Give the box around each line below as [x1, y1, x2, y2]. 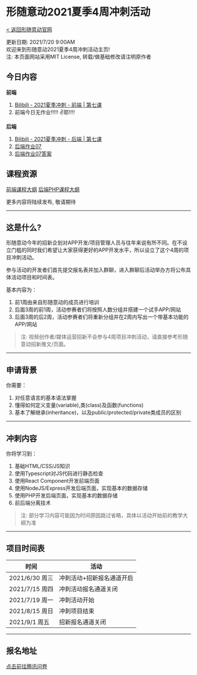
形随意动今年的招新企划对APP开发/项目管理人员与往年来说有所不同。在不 [6, 239, 183, 246]
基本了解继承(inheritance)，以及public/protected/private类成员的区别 [14, 409, 182, 416]
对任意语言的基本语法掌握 [14, 395, 77, 402]
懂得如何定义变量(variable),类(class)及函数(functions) [14, 402, 144, 409]
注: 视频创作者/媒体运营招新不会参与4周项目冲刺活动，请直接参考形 [20, 333, 183, 340]
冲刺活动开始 [59, 596, 95, 604]
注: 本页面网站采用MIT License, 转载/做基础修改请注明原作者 [6, 53, 151, 60]
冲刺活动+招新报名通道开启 [59, 574, 134, 582]
